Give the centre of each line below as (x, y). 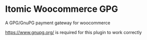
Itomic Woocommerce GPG (62, 9)
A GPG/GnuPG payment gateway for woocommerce (58, 23)
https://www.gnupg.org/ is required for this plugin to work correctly (73, 32)
